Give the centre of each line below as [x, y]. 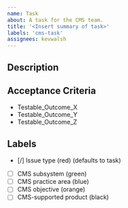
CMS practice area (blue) [53, 182]
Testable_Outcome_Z [47, 122]
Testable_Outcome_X [47, 107]
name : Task [23, 13]
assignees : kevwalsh [37, 39]
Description [33, 67]
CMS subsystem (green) [52, 174]
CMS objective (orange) [51, 189]
